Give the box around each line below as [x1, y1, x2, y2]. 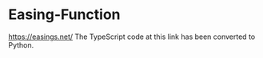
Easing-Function [8, 6, 122, 24]
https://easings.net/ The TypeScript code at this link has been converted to [8, 32, 256, 41]
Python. [8, 40, 34, 49]
